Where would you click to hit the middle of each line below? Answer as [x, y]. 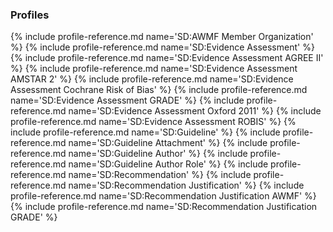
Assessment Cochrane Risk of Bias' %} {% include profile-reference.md [159, 90]
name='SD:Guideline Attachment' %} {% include [168, 143]
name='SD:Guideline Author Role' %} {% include [168, 164]
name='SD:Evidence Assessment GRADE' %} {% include [127, 100]
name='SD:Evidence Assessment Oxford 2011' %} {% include [195, 111]
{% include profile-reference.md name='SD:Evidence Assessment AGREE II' [167, 58]
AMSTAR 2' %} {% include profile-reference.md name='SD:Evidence [152, 79]
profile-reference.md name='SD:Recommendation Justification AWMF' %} [163, 196]
